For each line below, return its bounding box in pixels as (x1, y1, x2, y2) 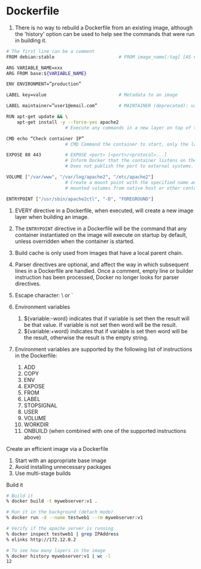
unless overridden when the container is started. (14, 237, 135, 245)
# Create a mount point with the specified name (65, 179, 188, 185)
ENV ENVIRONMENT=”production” (6, 81, 82, 88)
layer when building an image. (14, 213, 89, 220)
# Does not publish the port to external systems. (65, 163, 194, 169)
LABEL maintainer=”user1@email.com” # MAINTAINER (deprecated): (6, 103, 188, 109)
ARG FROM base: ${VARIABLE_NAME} (6, 70, 87, 76)
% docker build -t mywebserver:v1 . (6, 498, 98, 504)
